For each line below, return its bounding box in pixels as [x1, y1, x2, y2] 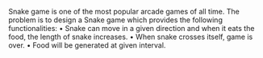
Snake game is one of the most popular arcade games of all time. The [8, 7, 240, 16]
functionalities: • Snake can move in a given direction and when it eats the [8, 24, 255, 33]
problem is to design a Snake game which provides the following [8, 15, 223, 25]
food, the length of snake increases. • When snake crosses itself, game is [8, 32, 253, 41]
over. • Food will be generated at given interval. [8, 41, 166, 50]
